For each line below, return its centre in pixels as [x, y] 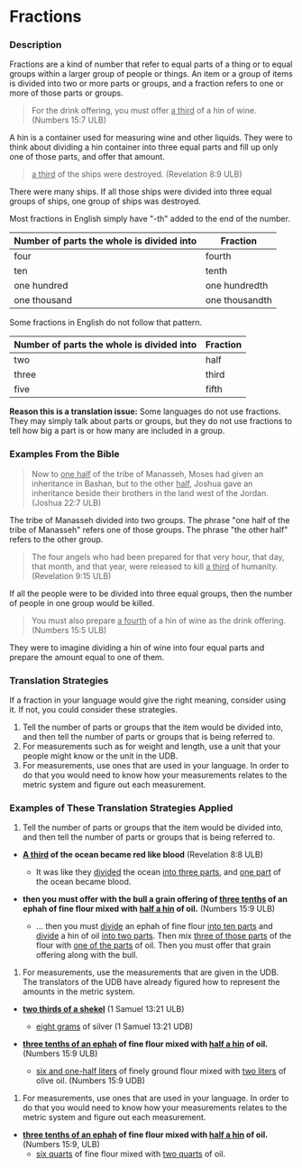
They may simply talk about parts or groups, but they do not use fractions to [151, 421]
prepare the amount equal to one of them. [87, 657]
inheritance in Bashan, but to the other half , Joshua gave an [142, 483]
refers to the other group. [56, 539]
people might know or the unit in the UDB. [100, 756]
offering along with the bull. [87, 955]
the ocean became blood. [83, 882]
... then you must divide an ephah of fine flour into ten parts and [154, 926]
